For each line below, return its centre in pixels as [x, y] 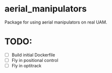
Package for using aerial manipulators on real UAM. [56, 22]
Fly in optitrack [26, 66]
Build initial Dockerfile [33, 55]
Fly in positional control [35, 60]
